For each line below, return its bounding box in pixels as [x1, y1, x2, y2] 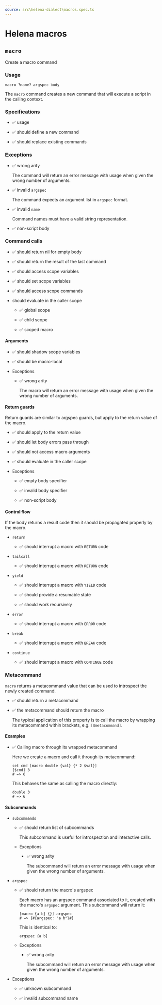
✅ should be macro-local [12, 359, 62, 365]
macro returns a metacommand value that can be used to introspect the [5, 683, 147, 689]
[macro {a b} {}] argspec [19, 911, 72, 917]
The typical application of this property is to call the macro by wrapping [12, 717, 155, 723]
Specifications [5, 108, 40, 115]
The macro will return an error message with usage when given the [19, 388, 154, 394]
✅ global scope [19, 307, 50, 313]
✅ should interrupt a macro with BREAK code [19, 640, 107, 646]
